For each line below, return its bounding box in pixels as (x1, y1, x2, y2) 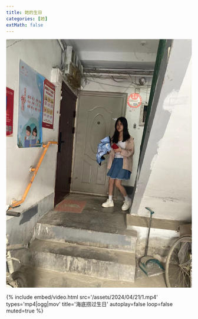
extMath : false (6, 22, 44, 28)
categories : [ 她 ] (6, 15, 48, 22)
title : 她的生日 (6, 9, 42, 15)
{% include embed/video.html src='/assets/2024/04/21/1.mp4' (6, 294, 158, 301)
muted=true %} (6, 307, 44, 314)
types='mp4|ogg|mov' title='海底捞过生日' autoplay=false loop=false (6, 301, 173, 308)
